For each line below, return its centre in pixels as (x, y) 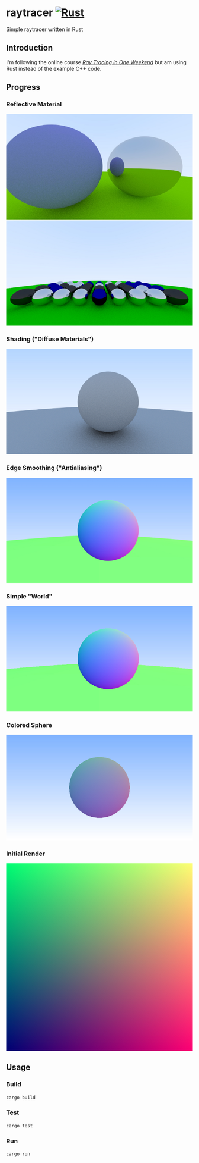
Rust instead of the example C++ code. (54, 68)
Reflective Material (34, 104)
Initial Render (26, 854)
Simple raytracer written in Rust (45, 29)
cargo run (18, 1154)
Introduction (30, 48)
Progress (23, 87)
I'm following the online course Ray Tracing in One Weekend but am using (96, 62)
